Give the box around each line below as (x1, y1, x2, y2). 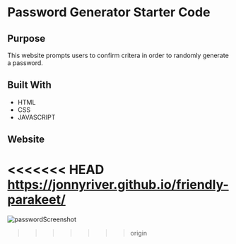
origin (130, 229, 148, 238)
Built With (7, 79, 52, 91)
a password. (7, 59, 44, 67)
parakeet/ (7, 192, 66, 208)
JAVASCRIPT (17, 112, 56, 121)
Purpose (7, 33, 46, 45)
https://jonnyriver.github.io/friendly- (7, 177, 229, 193)
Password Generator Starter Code (7, 4, 211, 21)
